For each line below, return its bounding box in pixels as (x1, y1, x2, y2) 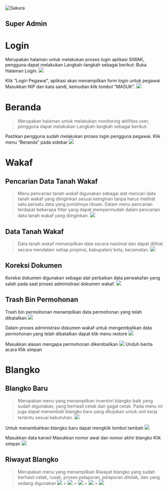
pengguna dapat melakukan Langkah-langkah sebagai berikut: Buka (5, 62, 147, 68)
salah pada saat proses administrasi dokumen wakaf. (5, 281, 115, 287)
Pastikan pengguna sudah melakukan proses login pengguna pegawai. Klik (5, 133, 161, 140)
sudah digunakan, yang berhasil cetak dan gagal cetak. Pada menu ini (17, 403, 163, 409)
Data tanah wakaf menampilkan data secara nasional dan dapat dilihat (17, 241, 163, 247)
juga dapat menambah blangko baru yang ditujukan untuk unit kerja (17, 408, 157, 414)
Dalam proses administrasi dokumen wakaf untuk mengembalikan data (5, 325, 152, 331)
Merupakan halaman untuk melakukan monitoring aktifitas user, (17, 118, 149, 124)
